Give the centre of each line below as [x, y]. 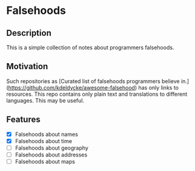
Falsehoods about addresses [51, 155]
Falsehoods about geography [52, 148]
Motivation [27, 66]
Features [23, 120]
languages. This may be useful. [45, 100]
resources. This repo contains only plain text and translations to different [97, 94]
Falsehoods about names [47, 134]
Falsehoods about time [44, 141]
